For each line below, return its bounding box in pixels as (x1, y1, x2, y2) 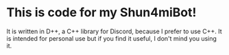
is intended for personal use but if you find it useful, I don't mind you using (6, 34, 217, 42)
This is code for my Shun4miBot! (6, 5, 197, 20)
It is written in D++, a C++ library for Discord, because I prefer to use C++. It (6, 27, 222, 35)
